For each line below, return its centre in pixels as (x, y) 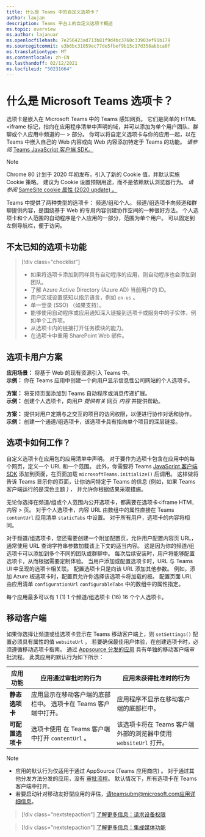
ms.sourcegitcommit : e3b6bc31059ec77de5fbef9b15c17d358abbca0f (88, 46)
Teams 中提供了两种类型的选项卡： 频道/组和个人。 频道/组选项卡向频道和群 (102, 203)
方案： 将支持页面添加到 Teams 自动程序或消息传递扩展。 (78, 393)
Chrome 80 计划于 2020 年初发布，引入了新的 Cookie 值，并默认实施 (93, 174)
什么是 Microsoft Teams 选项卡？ (90, 101)
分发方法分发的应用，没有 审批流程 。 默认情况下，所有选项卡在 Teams (109, 778)
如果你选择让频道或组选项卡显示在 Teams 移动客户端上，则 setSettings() (99, 634)
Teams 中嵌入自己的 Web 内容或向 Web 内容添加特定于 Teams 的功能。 (96, 142)
